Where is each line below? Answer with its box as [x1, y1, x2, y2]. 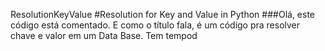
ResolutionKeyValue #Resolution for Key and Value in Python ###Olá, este [10, 9, 316, 20]
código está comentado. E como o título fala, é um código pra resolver [10, 19, 301, 31]
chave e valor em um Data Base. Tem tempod [10, 30, 198, 41]
